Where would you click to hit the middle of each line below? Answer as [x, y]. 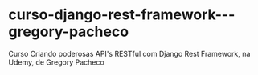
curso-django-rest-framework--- [122, 15]
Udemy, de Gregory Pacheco [56, 62]
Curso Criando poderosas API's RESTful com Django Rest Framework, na [129, 53]
